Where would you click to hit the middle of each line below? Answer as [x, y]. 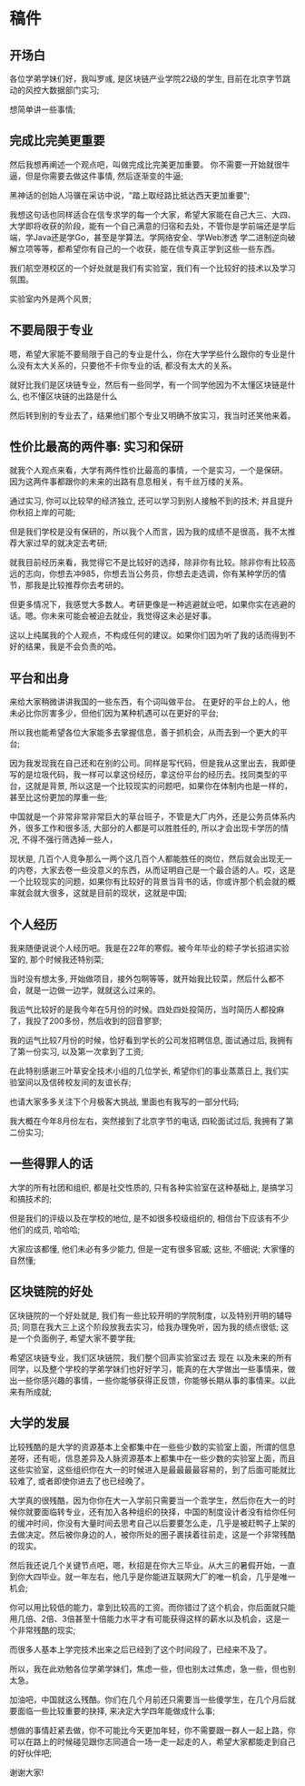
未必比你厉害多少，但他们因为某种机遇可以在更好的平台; [114, 713]
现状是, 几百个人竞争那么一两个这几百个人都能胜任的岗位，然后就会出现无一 [151, 859]
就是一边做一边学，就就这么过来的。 [93, 990]
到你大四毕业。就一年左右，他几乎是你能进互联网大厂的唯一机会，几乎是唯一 [152, 1577]
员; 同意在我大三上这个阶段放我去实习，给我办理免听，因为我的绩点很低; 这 [149, 1326]
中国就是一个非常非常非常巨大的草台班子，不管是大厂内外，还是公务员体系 [148, 817]
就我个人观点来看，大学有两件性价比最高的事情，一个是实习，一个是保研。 [148, 471]
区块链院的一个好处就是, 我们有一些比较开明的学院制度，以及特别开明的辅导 [151, 1315]
